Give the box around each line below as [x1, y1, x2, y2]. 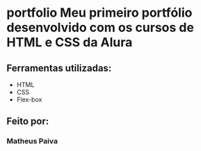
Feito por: [6, 116, 49, 127]
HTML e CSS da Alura [6, 35, 133, 50]
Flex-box [16, 95, 42, 104]
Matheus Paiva [6, 136, 58, 146]
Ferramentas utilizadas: [6, 62, 112, 74]
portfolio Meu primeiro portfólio [6, 5, 193, 21]
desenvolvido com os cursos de [6, 19, 194, 35]
